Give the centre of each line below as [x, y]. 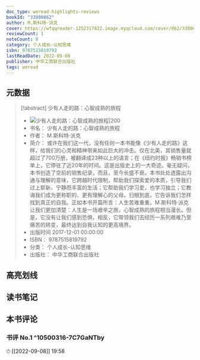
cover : [14, 28]
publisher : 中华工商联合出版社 [41, 61]
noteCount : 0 [22, 39]
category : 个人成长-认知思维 [39, 45]
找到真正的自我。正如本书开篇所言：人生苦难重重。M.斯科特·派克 [109, 202]
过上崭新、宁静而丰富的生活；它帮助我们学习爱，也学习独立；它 [108, 187]
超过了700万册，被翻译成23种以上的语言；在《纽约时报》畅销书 [108, 158]
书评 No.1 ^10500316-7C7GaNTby [55, 338]
